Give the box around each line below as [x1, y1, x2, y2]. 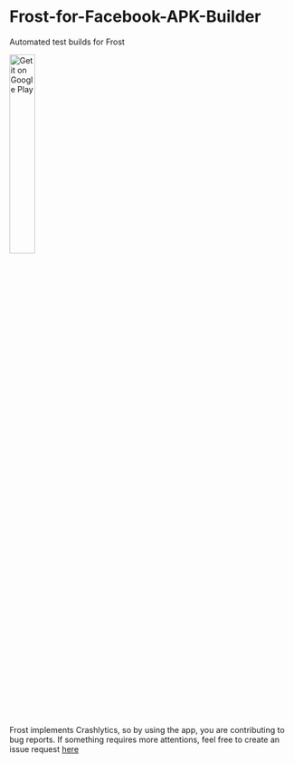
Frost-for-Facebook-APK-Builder [9, 6, 261, 27]
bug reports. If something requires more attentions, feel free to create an [9, 734, 280, 745]
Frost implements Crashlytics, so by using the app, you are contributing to [9, 724, 285, 735]
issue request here [9, 743, 80, 754]
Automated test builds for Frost [9, 36, 125, 47]
